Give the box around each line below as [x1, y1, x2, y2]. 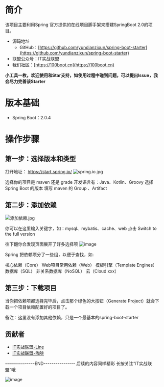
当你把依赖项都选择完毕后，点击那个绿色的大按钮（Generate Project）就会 [5, 298, 155, 304]
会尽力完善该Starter [5, 78, 46, 84]
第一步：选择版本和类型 [5, 155, 76, 163]
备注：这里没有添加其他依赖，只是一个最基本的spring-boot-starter [5, 314, 139, 320]
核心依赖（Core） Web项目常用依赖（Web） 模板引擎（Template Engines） [5, 262, 158, 268]
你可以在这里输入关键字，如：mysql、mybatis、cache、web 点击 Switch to [5, 225, 157, 231]
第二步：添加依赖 [5, 201, 57, 209]
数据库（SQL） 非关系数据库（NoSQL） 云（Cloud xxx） [5, 268, 119, 274]
